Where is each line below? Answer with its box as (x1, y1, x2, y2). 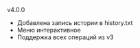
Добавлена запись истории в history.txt (16, 19, 133, 26)
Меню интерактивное (16, 26, 81, 34)
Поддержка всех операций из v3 (16, 33, 114, 41)
